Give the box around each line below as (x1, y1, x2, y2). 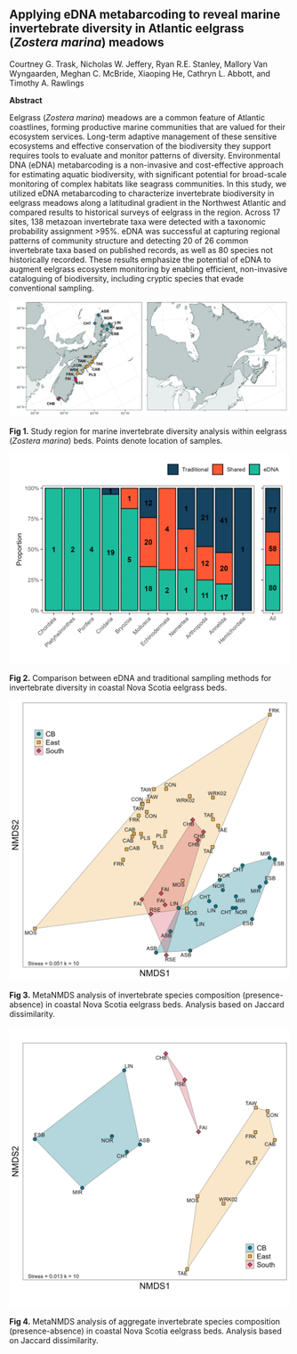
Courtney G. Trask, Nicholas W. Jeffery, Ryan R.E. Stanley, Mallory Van (9, 58, 269, 70)
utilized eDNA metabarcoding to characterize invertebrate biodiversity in (9, 187, 275, 199)
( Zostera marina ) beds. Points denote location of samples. (9, 436, 223, 447)
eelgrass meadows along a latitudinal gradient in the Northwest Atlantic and (9, 197, 286, 208)
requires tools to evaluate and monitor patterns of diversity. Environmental (9, 150, 281, 160)
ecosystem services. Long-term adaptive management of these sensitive (9, 131, 277, 142)
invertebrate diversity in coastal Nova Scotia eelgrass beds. (9, 682, 228, 693)
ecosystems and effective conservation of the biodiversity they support (9, 140, 271, 151)
